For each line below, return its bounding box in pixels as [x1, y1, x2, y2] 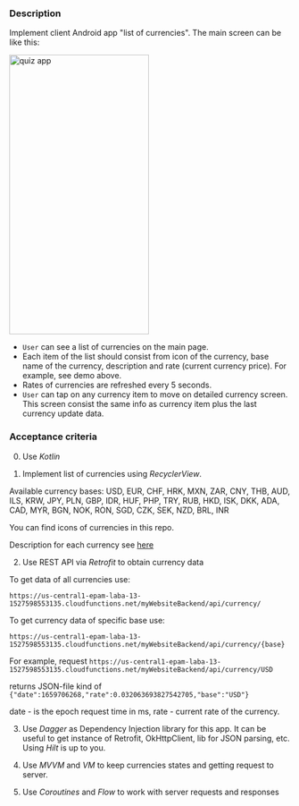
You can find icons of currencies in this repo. [9, 522, 174, 532]
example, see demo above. [21, 370, 122, 381]
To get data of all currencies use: [9, 573, 131, 584]
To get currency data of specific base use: [9, 615, 165, 625]
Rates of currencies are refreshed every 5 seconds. [21, 379, 212, 391]
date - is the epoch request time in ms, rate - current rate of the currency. [9, 706, 280, 717]
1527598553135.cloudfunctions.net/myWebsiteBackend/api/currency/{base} [9, 640, 286, 649]
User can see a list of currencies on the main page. [21, 342, 209, 352]
